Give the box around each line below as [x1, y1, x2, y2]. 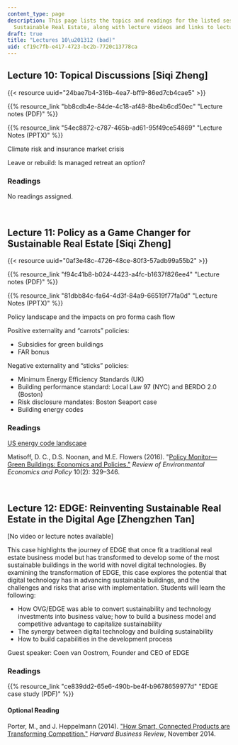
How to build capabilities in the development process [17, 635, 173, 644]
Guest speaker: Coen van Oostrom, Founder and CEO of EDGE [7, 649, 190, 657]
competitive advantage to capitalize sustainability [17, 620, 162, 628]
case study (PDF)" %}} [7, 690, 74, 698]
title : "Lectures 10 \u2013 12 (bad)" [7, 37, 115, 44]
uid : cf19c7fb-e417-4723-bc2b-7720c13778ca [7, 43, 138, 50]
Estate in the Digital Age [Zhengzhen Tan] [7, 513, 195, 525]
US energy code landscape [7, 439, 87, 447]
